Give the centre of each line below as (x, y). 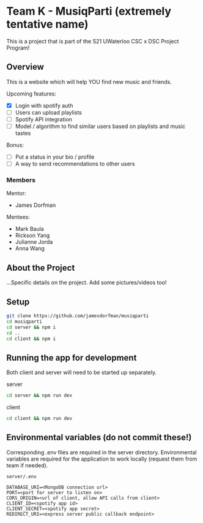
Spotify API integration (43, 119)
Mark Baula (29, 229)
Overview (25, 67)
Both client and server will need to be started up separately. (82, 372)
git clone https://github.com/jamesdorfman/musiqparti (78, 316)
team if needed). (27, 465)
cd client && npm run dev (39, 419)
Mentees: (18, 217)
